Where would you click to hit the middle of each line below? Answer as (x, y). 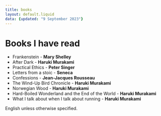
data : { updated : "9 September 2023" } (44, 19)
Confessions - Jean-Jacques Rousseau (54, 78)
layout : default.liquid (30, 14)
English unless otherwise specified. (41, 109)
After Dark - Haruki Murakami (43, 62)
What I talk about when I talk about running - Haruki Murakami (77, 99)
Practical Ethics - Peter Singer (43, 68)
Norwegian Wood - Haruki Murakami (50, 88)
